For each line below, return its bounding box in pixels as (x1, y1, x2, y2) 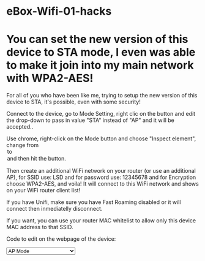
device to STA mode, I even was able (6, 45, 196, 59)
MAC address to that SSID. (6, 224, 73, 231)
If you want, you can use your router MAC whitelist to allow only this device (6, 217, 196, 224)
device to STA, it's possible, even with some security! (6, 98, 141, 105)
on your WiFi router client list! (6, 187, 81, 194)
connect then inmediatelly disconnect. (6, 205, 103, 213)
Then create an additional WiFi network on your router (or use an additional (6, 167, 196, 175)
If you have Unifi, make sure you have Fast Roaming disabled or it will (6, 199, 181, 206)
